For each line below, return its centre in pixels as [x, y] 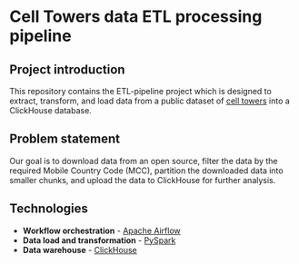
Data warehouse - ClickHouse [80, 249]
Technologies [49, 209]
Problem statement [65, 139]
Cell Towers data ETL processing [136, 17]
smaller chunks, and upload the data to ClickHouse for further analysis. [143, 180]
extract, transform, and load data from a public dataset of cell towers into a [150, 101]
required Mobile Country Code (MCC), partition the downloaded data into [146, 171]
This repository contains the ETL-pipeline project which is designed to [141, 91]
